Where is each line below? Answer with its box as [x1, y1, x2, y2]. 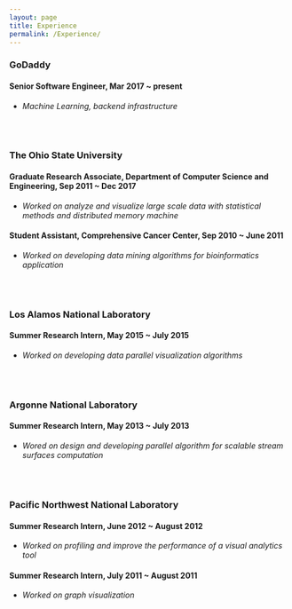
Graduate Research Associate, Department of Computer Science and [9, 171, 269, 182]
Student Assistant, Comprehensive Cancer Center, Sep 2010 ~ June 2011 [9, 230, 284, 241]
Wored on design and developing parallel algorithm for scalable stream [21, 440, 284, 451]
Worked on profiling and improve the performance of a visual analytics [21, 541, 283, 551]
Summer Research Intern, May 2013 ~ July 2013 [9, 421, 190, 431]
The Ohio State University [9, 149, 122, 162]
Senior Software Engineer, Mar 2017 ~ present [9, 81, 183, 91]
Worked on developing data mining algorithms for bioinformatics [21, 249, 259, 260]
